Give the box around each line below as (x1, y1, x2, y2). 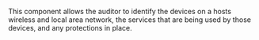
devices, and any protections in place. (8, 24, 132, 32)
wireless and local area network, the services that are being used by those (8, 15, 252, 24)
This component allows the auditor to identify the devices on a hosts (8, 7, 232, 16)
